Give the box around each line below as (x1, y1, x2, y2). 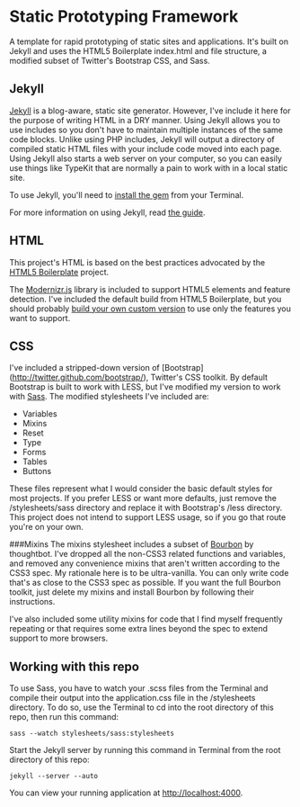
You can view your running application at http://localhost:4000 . (9, 787, 243, 798)
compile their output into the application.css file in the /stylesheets (9, 693, 256, 704)
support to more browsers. (9, 632, 109, 644)
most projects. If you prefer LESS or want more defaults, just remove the (9, 493, 277, 504)
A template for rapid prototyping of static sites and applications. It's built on (9, 36, 289, 47)
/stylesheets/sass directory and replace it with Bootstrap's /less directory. (9, 502, 283, 514)
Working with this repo (9, 659, 139, 674)
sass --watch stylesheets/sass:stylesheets (9, 729, 175, 739)
